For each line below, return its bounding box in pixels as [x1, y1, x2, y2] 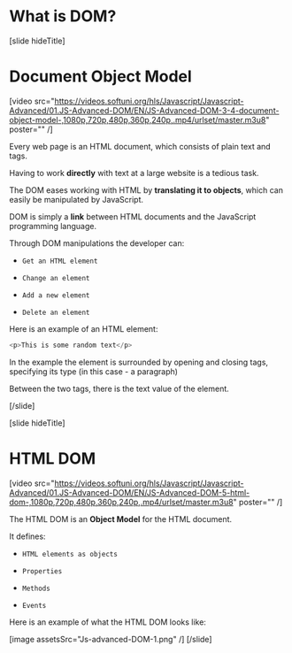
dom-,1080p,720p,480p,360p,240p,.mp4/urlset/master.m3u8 [9, 496, 234, 507]
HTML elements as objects [21, 549, 118, 558]
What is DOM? [9, 6, 117, 27]
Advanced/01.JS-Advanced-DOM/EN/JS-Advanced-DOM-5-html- [9, 487, 250, 497]
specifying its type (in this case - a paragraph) [9, 365, 179, 377]
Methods [21, 584, 50, 593]
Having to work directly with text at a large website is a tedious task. [9, 167, 259, 178]
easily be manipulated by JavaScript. [9, 194, 144, 204]
